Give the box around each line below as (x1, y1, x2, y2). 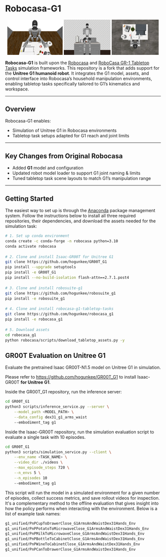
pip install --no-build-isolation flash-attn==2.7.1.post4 (5, 275, 129, 280)
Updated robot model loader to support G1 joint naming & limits (12, 170, 141, 176)
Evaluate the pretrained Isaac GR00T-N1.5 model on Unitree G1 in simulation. (5, 364, 161, 371)
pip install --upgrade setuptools (5, 265, 77, 270)
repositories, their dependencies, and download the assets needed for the (5, 218, 156, 224)
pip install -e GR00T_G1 (5, 270, 56, 275)
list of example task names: (5, 511, 61, 516)
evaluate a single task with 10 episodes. (5, 434, 86, 440)
